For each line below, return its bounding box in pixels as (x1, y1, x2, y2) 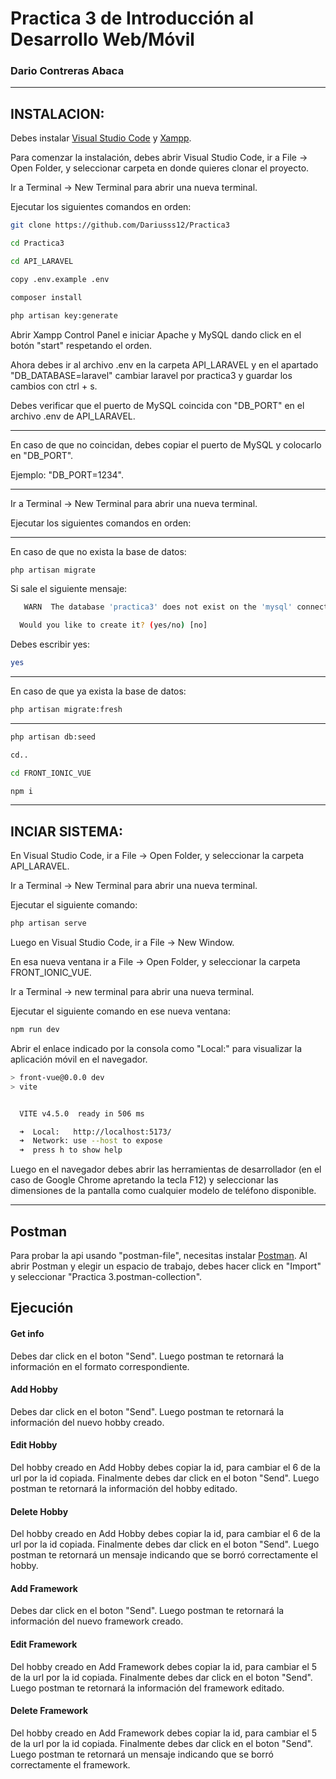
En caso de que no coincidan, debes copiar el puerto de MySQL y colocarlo (10, 438, 322, 451)
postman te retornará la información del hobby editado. (10, 1483, 238, 1495)
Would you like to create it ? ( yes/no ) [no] (19, 620, 208, 631)
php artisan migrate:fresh (10, 705, 123, 715)
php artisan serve (10, 918, 87, 929)
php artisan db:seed (10, 732, 97, 742)
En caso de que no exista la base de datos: (10, 545, 187, 557)
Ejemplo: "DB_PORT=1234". (10, 468, 125, 481)
